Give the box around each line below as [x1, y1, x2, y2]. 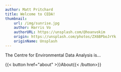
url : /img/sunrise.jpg [14, 20, 60, 26]
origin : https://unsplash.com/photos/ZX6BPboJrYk [14, 35, 117, 39]
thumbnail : [5, 16, 27, 21]
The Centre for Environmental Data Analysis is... [5, 52, 101, 58]
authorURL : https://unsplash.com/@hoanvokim [14, 30, 105, 35]
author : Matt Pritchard [5, 7, 53, 12]
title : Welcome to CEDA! [5, 12, 55, 17]
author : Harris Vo [14, 25, 51, 30]
